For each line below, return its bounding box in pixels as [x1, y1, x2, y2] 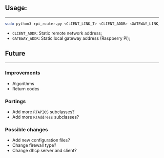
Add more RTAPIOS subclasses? [12, 109, 75, 115]
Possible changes [5, 126, 48, 133]
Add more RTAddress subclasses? [12, 114, 79, 120]
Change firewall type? [12, 142, 57, 148]
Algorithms [12, 80, 35, 87]
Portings [5, 98, 26, 105]
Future [5, 50, 26, 58]
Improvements [5, 70, 41, 76]
